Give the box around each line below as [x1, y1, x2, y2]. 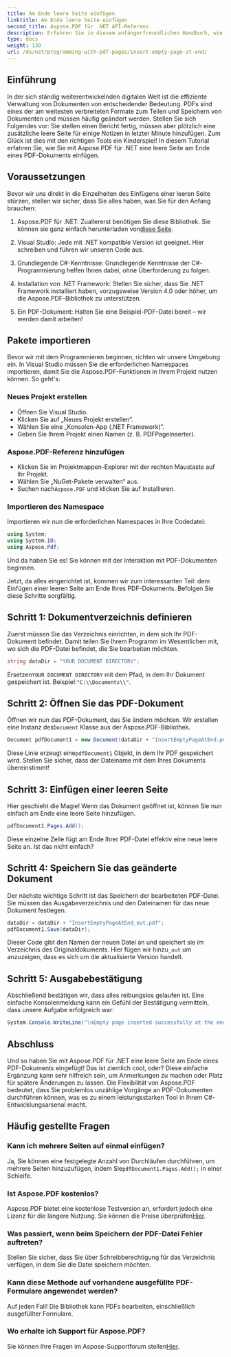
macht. [67, 1100, 87, 1109]
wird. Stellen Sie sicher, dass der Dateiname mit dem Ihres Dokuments [7, 756, 206, 765]
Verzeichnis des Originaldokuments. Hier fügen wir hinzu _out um [7, 945, 191, 954]
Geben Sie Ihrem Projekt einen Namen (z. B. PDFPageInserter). [16, 430, 196, 438]
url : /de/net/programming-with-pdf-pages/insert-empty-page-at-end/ [7, 49, 208, 56]
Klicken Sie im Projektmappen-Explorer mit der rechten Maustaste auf [16, 463, 215, 471]
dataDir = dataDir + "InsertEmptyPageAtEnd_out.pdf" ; [7, 919, 165, 926]
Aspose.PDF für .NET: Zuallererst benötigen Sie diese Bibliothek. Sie [16, 217, 211, 225]
